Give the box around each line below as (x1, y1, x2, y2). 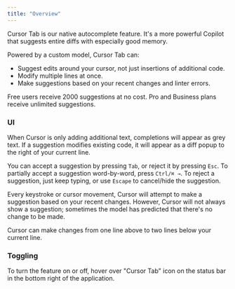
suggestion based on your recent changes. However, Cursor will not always (7, 197, 226, 206)
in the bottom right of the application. (7, 274, 115, 283)
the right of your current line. (7, 148, 91, 156)
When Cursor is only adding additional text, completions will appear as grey (7, 133, 226, 141)
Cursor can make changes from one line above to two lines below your (7, 225, 212, 234)
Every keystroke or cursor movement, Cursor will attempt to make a (7, 190, 202, 198)
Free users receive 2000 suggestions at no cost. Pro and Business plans (7, 92, 217, 101)
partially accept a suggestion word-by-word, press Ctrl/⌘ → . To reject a (7, 169, 215, 177)
